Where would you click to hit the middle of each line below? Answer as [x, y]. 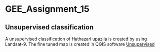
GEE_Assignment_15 [47, 9]
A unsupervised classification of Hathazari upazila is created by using [76, 39]
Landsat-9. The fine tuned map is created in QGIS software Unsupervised [80, 44]
